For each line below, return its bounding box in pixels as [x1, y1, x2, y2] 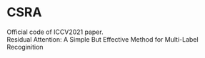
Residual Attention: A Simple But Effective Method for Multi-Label [6, 35, 199, 43]
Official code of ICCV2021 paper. [6, 28, 104, 36]
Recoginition [6, 42, 44, 51]
